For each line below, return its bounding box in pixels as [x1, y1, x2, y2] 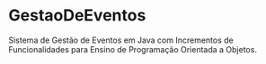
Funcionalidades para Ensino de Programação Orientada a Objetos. [8, 44, 258, 54]
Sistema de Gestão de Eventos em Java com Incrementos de [8, 35, 235, 45]
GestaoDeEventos [8, 5, 146, 26]
